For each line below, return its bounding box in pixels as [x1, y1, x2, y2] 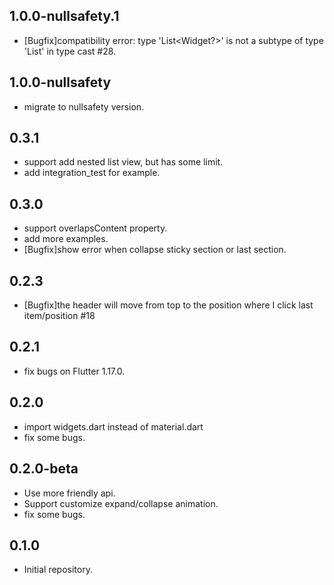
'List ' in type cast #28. [23, 45, 117, 57]
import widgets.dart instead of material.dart [23, 420, 204, 433]
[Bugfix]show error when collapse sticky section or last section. [23, 244, 287, 256]
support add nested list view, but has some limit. [23, 156, 224, 168]
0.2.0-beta [9, 460, 79, 478]
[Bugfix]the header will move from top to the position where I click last [23, 299, 314, 311]
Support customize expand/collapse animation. [23, 497, 219, 509]
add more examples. [23, 233, 109, 245]
